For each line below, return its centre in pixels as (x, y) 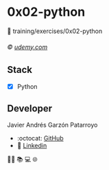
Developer (30, 108)
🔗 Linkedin (32, 146)
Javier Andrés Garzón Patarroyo (52, 125)
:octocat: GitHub (40, 138)
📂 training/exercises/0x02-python (55, 31)
